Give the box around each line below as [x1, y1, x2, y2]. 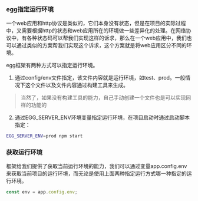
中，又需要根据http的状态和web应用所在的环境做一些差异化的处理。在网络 [6, 27, 186, 34]
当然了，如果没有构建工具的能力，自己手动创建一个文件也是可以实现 [20, 94, 186, 101]
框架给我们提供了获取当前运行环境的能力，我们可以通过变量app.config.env [6, 163, 187, 170]
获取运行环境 [6, 149, 43, 157]
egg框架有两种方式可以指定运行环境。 [6, 62, 98, 69]
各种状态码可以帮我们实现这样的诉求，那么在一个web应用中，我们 [26, 34, 187, 42]
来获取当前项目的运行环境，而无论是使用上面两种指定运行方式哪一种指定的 [6, 170, 187, 177]
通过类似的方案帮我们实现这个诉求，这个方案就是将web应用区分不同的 [16, 42, 187, 49]
